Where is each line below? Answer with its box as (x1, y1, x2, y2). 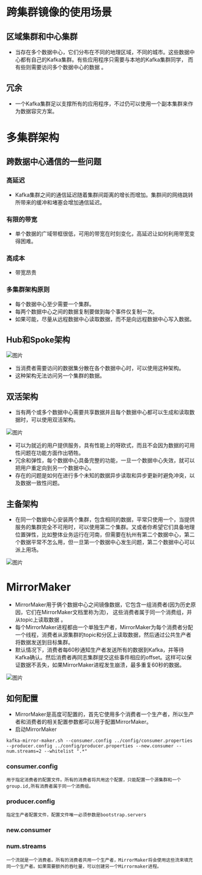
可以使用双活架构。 (31, 416, 79, 424)
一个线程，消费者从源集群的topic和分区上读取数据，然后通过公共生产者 (14, 631, 192, 638)
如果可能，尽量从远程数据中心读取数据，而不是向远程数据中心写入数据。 (14, 315, 195, 322)
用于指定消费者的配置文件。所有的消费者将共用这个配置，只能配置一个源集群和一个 (6, 777, 181, 783)
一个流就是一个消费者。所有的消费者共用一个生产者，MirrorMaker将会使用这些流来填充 (6, 857, 193, 863)
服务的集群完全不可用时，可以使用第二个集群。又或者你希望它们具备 (14, 524, 185, 531)
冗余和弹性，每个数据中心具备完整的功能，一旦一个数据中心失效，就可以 (14, 457, 195, 464)
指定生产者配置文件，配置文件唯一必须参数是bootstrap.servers (6, 812, 147, 818)
